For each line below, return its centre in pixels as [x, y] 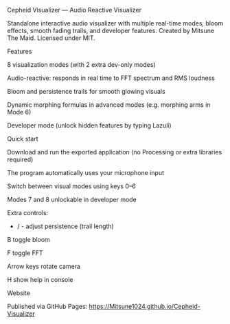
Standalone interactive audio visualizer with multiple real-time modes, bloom [115, 23]
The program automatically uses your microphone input [86, 173]
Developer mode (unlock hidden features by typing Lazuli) [89, 125]
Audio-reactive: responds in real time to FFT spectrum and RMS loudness [111, 78]
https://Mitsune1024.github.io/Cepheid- [145, 306]
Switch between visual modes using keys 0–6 [71, 186]
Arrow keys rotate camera [44, 266]
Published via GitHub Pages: [47, 306]
